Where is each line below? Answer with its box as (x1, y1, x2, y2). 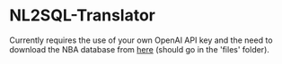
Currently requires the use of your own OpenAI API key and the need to (9, 35, 273, 45)
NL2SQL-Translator (9, 5, 155, 26)
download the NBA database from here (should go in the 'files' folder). (9, 44, 269, 54)
